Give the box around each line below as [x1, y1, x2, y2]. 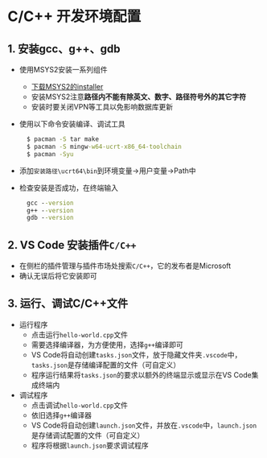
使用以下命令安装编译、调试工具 [18, 119, 125, 129]
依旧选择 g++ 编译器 [31, 410, 92, 419]
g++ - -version [27, 206, 74, 214]
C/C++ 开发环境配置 [7, 7, 142, 26]
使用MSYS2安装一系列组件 [18, 65, 108, 74]
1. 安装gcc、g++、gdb [7, 42, 121, 56]
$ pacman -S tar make [27, 135, 100, 143]
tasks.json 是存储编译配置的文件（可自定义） [31, 360, 181, 369]
